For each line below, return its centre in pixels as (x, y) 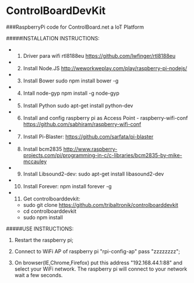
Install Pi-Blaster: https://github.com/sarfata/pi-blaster (88, 136)
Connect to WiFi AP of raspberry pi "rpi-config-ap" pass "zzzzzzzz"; (97, 251)
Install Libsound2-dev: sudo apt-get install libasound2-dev (94, 174)
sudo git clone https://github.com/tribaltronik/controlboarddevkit (101, 205)
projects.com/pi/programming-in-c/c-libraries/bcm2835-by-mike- (103, 155)
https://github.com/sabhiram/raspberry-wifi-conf (82, 124)
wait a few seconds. (38, 275)
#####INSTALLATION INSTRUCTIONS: (53, 38)
